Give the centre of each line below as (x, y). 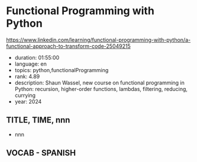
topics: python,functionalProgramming (62, 70)
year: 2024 (28, 101)
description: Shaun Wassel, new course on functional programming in (100, 82)
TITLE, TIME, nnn (38, 120)
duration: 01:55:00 (37, 57)
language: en (31, 64)
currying (25, 95)
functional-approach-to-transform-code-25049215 (69, 46)
